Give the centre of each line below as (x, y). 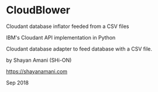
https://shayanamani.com (37, 71)
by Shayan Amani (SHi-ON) (39, 60)
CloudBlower (38, 10)
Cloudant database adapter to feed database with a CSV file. (79, 49)
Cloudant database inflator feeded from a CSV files (68, 26)
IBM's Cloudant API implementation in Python (61, 37)
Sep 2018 (18, 83)
